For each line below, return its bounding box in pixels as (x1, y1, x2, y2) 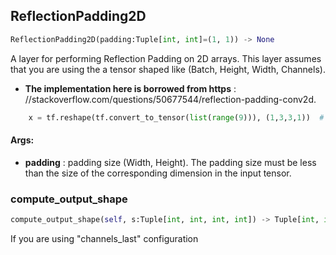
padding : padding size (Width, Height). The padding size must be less (24, 156, 317, 168)
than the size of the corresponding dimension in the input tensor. (24, 167, 292, 179)
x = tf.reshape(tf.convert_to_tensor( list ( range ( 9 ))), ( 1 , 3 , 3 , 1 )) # (28, 112, 325, 123)
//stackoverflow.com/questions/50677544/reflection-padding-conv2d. (24, 93, 317, 105)
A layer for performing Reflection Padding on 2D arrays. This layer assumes (10, 52, 322, 64)
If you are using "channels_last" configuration (10, 232, 199, 244)
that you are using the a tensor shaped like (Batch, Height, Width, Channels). (10, 63, 326, 75)
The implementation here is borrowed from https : (24, 82, 237, 94)
